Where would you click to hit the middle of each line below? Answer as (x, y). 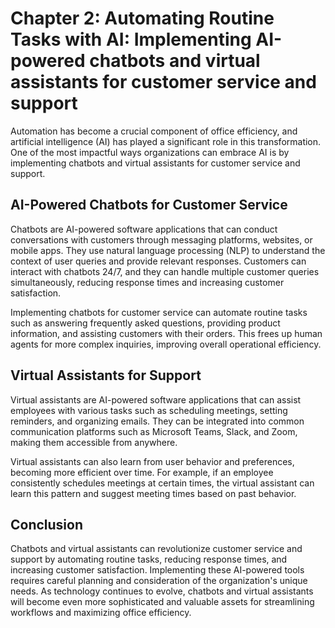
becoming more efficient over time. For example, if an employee (142, 472)
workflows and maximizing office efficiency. (101, 613)
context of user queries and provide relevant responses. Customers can (158, 261)
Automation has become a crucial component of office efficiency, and (154, 131)
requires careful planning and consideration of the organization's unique (159, 581)
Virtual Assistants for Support (106, 375)
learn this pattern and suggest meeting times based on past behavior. (153, 493)
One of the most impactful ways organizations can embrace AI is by (150, 152)
